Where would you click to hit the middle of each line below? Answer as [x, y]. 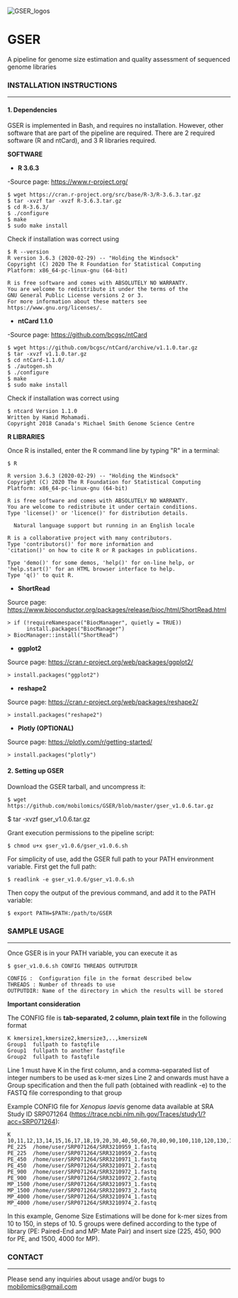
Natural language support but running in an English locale [104, 526]
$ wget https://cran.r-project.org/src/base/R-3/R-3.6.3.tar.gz [104, 195]
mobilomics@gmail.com [42, 1287]
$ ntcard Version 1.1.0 [42, 412]
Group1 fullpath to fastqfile [53, 1044]
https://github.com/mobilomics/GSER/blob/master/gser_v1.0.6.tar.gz [110, 805]
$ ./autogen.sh [30, 367]
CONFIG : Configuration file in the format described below [100, 978]
